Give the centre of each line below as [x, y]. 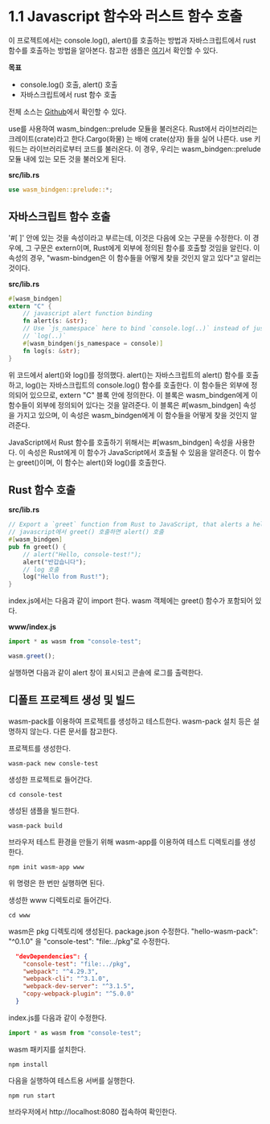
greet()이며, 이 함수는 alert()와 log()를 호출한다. [92, 462]
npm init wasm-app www [46, 867]
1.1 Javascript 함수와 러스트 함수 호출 [125, 16]
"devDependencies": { [52, 956]
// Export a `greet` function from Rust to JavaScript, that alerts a [129, 525]
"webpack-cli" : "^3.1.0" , [66, 979]
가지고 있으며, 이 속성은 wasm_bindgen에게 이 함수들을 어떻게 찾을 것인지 [133, 415]
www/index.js [32, 627]
